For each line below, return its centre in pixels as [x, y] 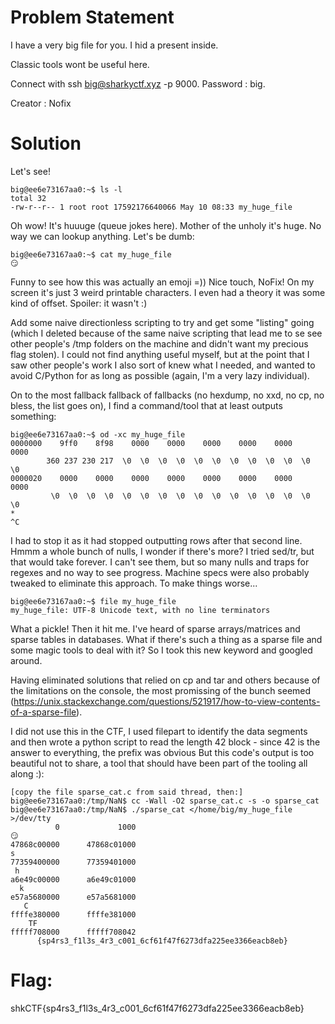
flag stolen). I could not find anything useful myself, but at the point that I [160, 354]
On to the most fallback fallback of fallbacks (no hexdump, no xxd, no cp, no [167, 395]
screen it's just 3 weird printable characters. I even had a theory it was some [168, 292]
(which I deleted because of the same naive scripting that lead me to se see [166, 333]
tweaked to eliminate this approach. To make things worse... [134, 583]
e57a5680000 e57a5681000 [73, 897]
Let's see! [30, 171]
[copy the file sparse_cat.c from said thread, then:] [127, 792]
